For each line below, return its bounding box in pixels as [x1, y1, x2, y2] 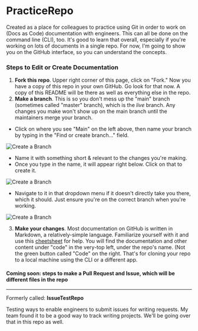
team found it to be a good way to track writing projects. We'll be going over [6, 312, 191, 319]
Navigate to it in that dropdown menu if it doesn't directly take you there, [14, 190, 192, 197]
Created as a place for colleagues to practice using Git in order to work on [6, 24, 186, 31]
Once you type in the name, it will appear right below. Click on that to [14, 161, 183, 168]
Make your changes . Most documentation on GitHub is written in [14, 225, 173, 232]
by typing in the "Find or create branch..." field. [14, 132, 129, 139]
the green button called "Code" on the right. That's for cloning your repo [14, 250, 191, 257]
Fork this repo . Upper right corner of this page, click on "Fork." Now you [14, 76, 191, 83]
